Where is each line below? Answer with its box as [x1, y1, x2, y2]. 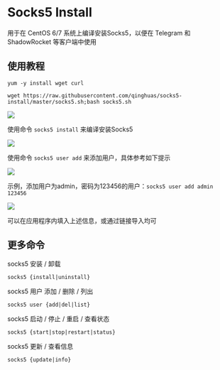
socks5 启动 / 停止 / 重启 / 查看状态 [7, 314, 110, 323]
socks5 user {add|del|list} [7, 301, 91, 308]
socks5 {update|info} [7, 356, 72, 363]
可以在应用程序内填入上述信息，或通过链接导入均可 [7, 216, 157, 224]
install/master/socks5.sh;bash [7, 98, 100, 105]
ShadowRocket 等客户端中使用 [7, 37, 97, 46]
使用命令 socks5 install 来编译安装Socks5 [7, 125, 133, 134]
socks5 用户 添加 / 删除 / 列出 [7, 287, 94, 295]
